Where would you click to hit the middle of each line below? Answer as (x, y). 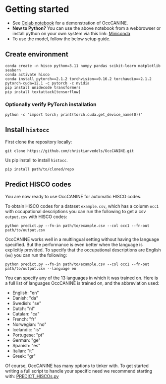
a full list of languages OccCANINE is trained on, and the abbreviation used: (82, 283)
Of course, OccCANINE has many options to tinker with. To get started (77, 366)
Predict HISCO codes (38, 185)
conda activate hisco (28, 75)
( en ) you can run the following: (36, 255)
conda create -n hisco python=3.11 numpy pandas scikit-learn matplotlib (83, 66)
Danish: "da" (25, 298)
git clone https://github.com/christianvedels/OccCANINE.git (70, 151)
